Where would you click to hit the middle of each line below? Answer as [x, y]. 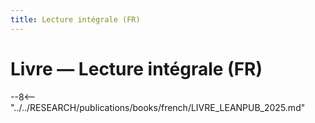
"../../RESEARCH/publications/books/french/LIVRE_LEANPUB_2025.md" [158, 107]
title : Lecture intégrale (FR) [75, 19]
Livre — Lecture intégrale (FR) [136, 68]
